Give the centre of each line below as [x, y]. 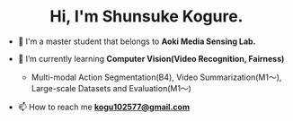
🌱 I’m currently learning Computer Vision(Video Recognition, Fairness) [151, 58]
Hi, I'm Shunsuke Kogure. [146, 17]
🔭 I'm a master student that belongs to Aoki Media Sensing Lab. [137, 41]
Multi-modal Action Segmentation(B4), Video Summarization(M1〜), [156, 77]
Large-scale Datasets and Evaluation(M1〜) [111, 88]
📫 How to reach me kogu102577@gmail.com [104, 107]
